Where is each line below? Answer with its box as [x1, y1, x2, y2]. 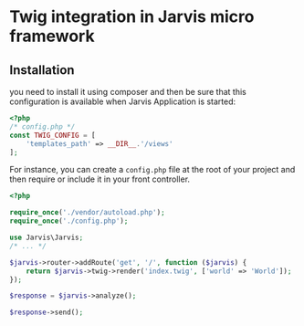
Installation [9, 62, 75, 78]
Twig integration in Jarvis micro [9, 6, 255, 27]
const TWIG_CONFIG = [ [9, 131, 96, 140]
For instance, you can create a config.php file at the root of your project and [9, 164, 296, 175]
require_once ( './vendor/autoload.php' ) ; [9, 208, 166, 217]
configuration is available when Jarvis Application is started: [9, 96, 236, 107]
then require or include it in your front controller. [9, 174, 190, 184]
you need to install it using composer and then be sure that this [9, 87, 246, 97]
